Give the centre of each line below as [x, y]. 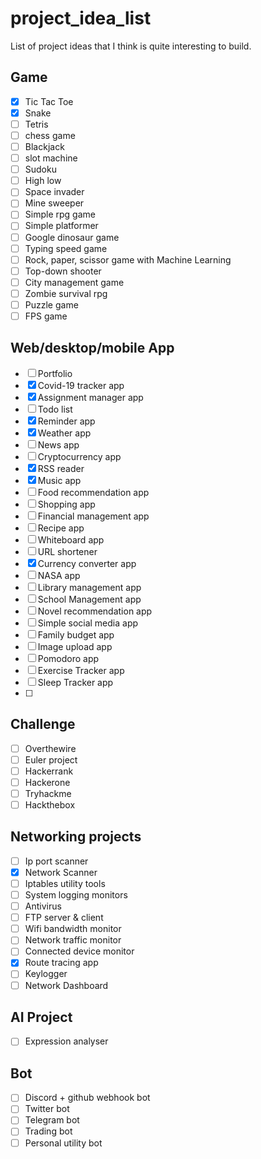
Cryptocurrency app [79, 456]
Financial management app [93, 516]
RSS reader [61, 468]
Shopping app [66, 504]
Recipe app [61, 528]
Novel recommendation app [95, 611]
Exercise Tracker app [81, 670]
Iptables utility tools [65, 883]
